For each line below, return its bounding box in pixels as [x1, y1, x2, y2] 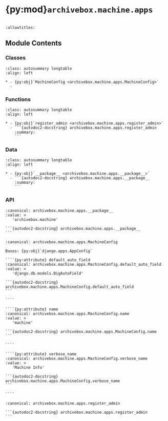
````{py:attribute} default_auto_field [5, 257, 91, 262]
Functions [5, 96, 31, 103]
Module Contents [5, 39, 62, 48]
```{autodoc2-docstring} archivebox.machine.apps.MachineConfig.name [5, 329, 157, 334]
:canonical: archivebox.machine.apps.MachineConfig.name [5, 311, 130, 316]
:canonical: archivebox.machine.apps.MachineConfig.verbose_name [5, 356, 148, 361]
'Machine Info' [12, 365, 45, 370]
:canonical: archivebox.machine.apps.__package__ [5, 208, 114, 213]
